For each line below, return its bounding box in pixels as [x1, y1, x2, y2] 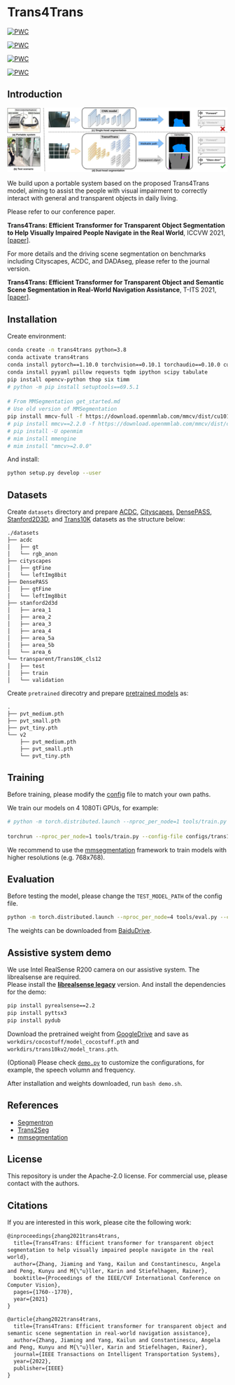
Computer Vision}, [7, 1282, 61, 1289]
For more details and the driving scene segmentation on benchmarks [7, 250, 206, 258]
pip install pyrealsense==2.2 [7, 1002, 96, 1009]
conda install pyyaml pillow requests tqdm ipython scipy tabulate [7, 369, 208, 376]
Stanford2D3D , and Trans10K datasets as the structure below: [7, 515, 185, 524]
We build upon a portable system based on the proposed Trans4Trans [7, 179, 210, 188]
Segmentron [17, 1118, 54, 1126]
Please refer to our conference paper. [7, 207, 115, 216]
